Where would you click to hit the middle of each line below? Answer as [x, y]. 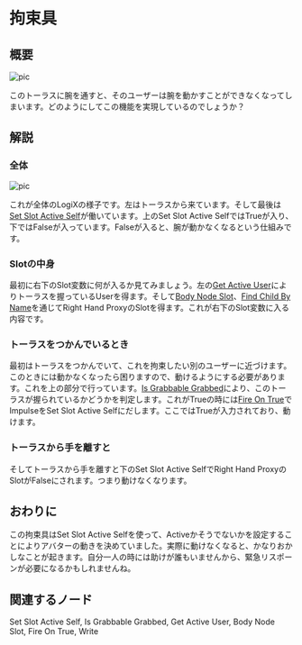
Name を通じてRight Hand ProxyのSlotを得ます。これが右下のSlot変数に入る [150, 307]
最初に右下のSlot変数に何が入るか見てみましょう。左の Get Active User [141, 285]
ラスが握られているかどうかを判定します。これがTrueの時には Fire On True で [151, 400]
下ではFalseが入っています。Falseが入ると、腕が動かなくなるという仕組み [146, 227]
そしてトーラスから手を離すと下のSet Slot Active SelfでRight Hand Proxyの [148, 468]
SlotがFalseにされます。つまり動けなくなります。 [101, 480]
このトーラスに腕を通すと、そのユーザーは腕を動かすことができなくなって [147, 95]
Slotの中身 [32, 264]
